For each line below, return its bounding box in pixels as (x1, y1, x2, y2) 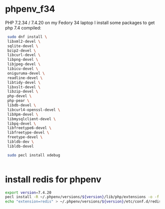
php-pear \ (7, 98, 29, 104)
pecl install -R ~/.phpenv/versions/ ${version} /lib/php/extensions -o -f (5, 195, 160, 200)
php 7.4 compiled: (5, 25, 42, 30)
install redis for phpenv (5, 174, 102, 185)
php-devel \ (7, 94, 32, 99)
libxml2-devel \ (7, 39, 41, 44)
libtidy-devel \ (7, 80, 41, 85)
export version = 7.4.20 (5, 190, 52, 195)
